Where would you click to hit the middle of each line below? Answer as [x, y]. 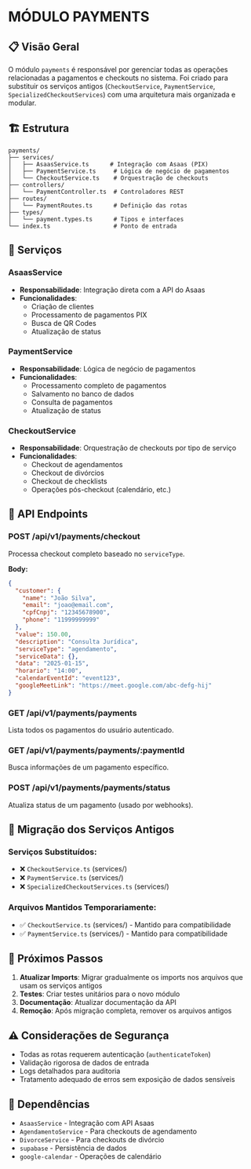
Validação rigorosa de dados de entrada [84, 1063]
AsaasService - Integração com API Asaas [87, 1123]
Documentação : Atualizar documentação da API [98, 1003]
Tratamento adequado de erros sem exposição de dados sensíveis [127, 1079]
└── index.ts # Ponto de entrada [93, 226]
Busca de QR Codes [64, 323]
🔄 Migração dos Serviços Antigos [91, 829]
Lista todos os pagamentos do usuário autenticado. [91, 730]
